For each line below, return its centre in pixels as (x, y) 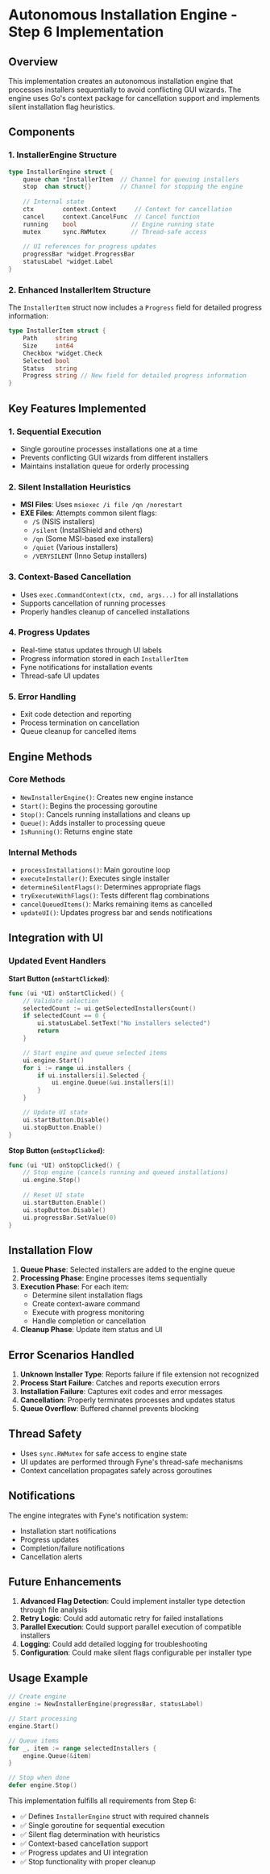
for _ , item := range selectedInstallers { (83, 1748)
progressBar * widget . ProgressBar (79, 254)
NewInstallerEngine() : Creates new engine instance (106, 797)
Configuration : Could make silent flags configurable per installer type (136, 1653)
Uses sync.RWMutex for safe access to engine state (104, 1453)
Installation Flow (51, 1250)
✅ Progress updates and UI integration (84, 1853)
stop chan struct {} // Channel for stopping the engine (133, 187)
